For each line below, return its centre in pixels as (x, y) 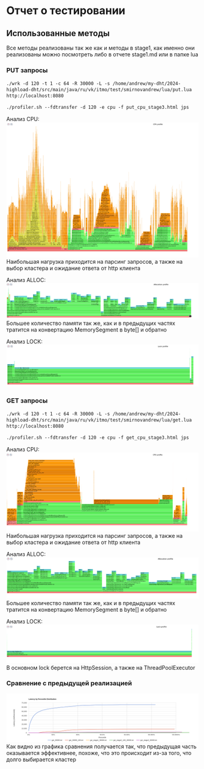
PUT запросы (27, 70)
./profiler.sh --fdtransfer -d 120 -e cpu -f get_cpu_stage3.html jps (98, 438)
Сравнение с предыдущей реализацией (69, 683)
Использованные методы (58, 33)
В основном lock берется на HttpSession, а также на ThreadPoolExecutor (101, 667)
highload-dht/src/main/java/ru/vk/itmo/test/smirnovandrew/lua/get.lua (99, 420)
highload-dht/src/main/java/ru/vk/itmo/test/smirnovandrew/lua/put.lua (99, 90)
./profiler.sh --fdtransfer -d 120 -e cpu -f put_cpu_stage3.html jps (98, 108)
